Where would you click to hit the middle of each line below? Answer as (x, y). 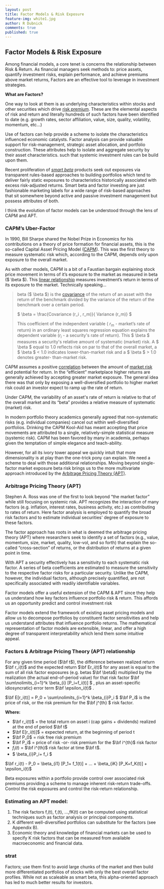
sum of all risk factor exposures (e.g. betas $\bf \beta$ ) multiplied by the (78, 673)
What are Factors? (24, 94)
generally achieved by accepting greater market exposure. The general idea (82, 377)
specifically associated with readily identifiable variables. (62, 583)
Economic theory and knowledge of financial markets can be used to (82, 833)
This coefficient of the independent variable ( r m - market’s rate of (83, 324)
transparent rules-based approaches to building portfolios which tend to (78, 175)
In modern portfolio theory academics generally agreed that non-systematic (82, 417)
